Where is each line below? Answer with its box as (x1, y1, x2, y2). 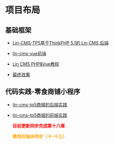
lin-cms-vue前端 (12, 51, 46, 56)
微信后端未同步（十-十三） (12, 133, 67, 139)
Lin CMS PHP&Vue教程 (12, 61, 60, 67)
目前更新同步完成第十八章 (12, 123, 65, 129)
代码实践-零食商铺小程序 (5, 87, 81, 96)
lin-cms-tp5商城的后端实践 (12, 101, 67, 107)
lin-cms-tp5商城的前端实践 (12, 112, 67, 118)
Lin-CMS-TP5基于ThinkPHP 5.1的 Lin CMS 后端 (12, 40, 109, 46)
